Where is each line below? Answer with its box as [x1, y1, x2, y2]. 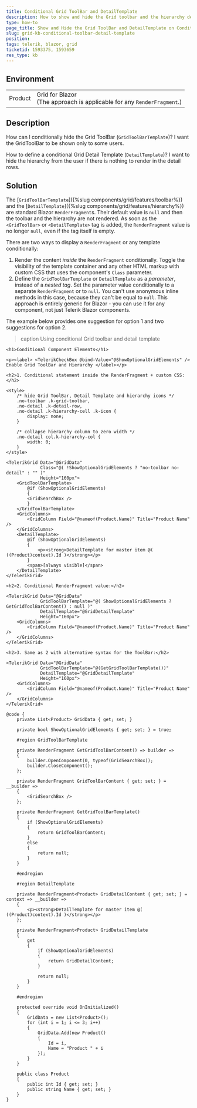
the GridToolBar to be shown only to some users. [6, 140, 124, 147]
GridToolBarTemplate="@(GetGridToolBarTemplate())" [40, 665, 169, 671]
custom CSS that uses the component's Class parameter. [14, 269, 153, 276]
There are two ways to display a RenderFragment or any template [6, 239, 161, 246]
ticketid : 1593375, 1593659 [6, 47, 75, 53]
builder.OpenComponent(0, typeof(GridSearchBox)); [27, 758, 154, 764]
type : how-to [6, 19, 38, 25]
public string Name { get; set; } [27, 1087, 111, 1093]
